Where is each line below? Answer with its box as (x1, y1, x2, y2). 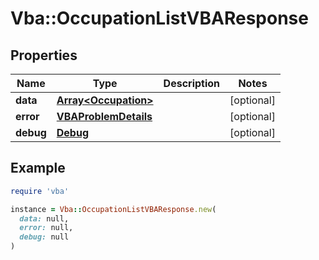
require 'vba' (10, 186, 70, 196)
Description (163, 77, 221, 90)
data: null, (19, 213, 70, 224)
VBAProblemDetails (56, 110, 153, 123)
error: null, (19, 223, 74, 233)
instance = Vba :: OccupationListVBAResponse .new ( (10, 204, 217, 214)
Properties (10, 47, 78, 64)
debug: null (19, 232, 70, 242)
